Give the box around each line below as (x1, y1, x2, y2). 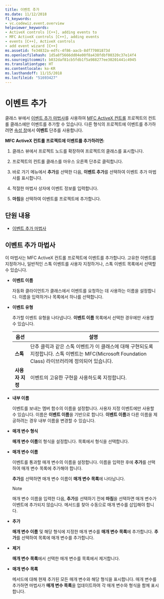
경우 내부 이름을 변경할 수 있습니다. (29, 418, 96, 423)
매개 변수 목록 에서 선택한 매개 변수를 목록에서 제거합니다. (12, 555, 121, 561)
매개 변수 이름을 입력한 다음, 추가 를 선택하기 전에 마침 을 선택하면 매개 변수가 (12, 496, 157, 502)
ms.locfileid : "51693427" (5, 75, 58, 80)
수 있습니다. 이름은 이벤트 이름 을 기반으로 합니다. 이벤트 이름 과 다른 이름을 (12, 412, 153, 418)
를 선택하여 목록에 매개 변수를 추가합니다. (16, 535, 95, 541)
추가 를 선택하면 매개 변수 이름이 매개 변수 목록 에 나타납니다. (12, 476, 125, 482)
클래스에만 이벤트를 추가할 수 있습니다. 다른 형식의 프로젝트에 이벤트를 (10, 121, 143, 127)
